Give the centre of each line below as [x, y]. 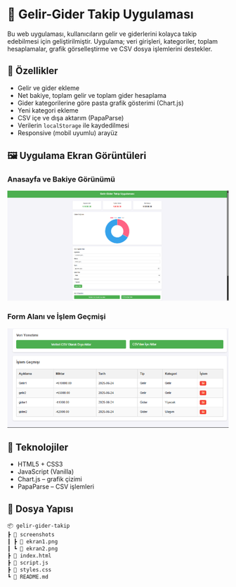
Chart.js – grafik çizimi [50, 479]
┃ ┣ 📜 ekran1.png [33, 542]
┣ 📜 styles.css [29, 570]
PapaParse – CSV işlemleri [56, 487]
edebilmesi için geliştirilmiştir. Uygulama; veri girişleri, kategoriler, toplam [113, 41]
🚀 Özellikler [33, 71]
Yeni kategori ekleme [48, 110]
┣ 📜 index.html [29, 556]
